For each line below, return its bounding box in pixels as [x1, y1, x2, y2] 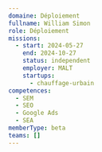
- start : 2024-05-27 [15, 42, 84, 50]
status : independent [22, 57, 91, 65]
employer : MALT [22, 64, 73, 72]
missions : [8, 34, 41, 43]
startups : [22, 72, 56, 80]
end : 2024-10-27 [22, 49, 77, 57]
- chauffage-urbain [29, 79, 94, 87]
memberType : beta [8, 124, 66, 132]
